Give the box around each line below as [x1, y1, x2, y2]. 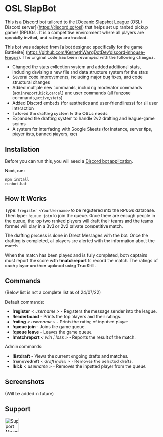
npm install [5, 177, 29, 182]
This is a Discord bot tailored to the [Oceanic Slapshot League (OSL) [5, 19, 142, 25]
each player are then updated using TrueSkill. [5, 263, 96, 268]
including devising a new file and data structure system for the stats [12, 69, 148, 75]
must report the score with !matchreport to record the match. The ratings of [5, 257, 158, 263]
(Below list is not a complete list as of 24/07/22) [5, 289, 101, 295]
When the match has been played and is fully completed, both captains [5, 252, 147, 258]
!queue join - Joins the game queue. [12, 324, 86, 330]
